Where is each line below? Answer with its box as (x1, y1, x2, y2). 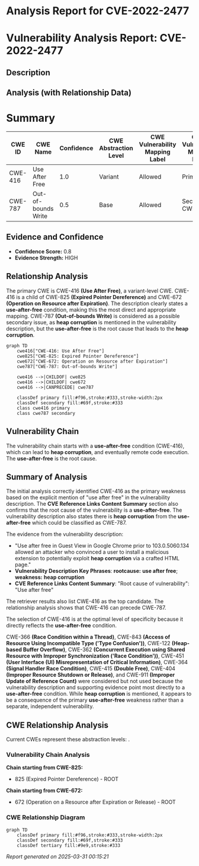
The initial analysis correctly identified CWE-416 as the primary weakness (6, 488, 186, 495)
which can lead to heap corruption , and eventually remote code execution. (6, 448, 190, 455)
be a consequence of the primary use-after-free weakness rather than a (6, 696, 184, 704)
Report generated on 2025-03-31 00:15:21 (6, 853, 109, 860)
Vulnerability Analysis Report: (6, 31, 158, 45)
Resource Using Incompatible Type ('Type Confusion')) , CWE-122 (6, 640, 171, 647)
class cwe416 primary (17, 405, 70, 411)
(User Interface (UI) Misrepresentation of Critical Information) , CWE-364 (6, 659, 188, 666)
